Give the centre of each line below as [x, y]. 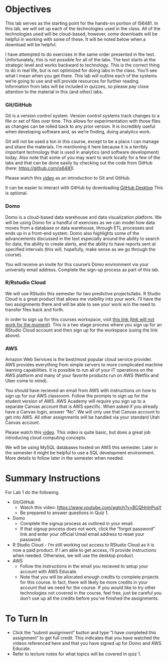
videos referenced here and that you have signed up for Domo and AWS [87, 643]
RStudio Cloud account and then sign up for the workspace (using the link [81, 330]
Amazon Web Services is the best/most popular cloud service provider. [79, 359]
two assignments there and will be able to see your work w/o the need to [80, 304]
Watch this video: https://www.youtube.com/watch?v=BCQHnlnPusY [91, 508]
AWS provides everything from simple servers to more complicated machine [84, 365]
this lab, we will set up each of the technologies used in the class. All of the [83, 28]
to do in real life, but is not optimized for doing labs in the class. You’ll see [81, 70]
